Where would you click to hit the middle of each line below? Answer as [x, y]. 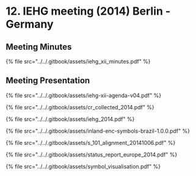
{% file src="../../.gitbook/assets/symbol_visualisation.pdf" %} [83, 166]
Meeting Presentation [48, 81]
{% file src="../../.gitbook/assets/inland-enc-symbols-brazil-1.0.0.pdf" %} [98, 131]
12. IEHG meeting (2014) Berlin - [88, 11]
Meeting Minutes [39, 47]
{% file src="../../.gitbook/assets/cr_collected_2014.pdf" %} [80, 107]
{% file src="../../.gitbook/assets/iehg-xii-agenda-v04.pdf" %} [84, 95]
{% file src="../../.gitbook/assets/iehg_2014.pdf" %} [70, 119]
